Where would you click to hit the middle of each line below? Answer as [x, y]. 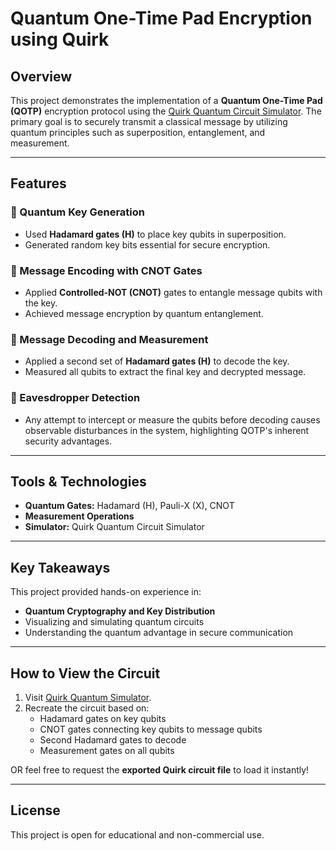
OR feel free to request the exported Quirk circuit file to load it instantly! [160, 770]
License [35, 810]
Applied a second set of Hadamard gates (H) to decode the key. [157, 361]
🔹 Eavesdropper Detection [75, 398]
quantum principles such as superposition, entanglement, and [138, 132]
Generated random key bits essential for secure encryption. [147, 244]
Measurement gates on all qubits [107, 751]
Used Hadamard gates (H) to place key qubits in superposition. [155, 234]
